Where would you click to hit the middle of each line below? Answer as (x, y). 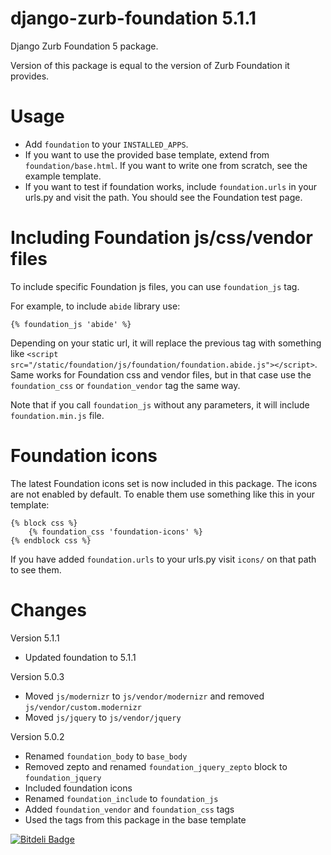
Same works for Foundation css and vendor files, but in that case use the (161, 374)
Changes (48, 609)
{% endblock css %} (51, 540)
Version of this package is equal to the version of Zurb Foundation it (150, 65)
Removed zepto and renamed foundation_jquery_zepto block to (156, 766)
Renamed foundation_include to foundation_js (121, 798)
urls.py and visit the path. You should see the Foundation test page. (163, 197)
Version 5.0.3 (37, 676)
